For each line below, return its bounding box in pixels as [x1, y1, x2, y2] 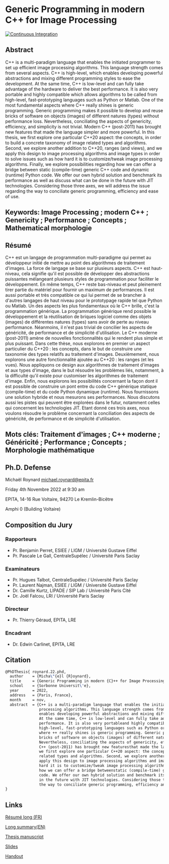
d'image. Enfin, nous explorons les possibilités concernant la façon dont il [5, 378, 158, 384]
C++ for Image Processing [5, 14, 117, 26]
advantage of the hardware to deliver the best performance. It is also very [5, 86, 158, 92]
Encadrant [5, 629, 31, 636]
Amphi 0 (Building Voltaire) [5, 506, 61, 512]
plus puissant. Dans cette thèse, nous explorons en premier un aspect [5, 340, 150, 346]
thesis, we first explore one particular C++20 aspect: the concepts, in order [5, 134, 162, 140]
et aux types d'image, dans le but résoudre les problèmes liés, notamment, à [5, 367, 164, 373]
